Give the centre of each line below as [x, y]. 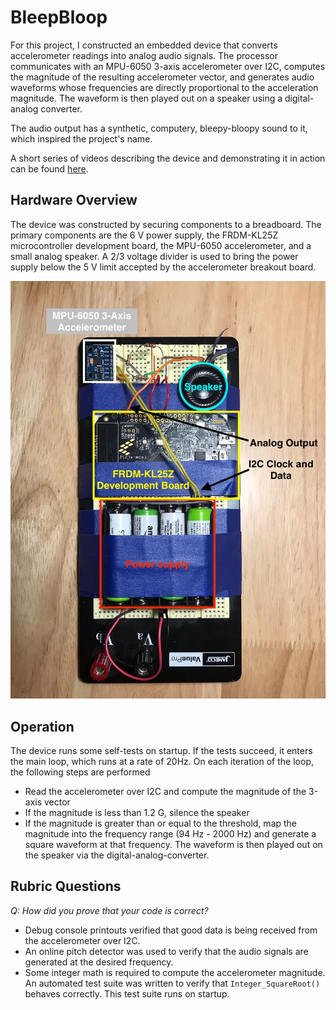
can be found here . [49, 168]
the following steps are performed [80, 772]
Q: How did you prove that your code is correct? [109, 910]
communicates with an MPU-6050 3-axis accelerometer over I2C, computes [168, 66]
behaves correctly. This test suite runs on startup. [127, 993]
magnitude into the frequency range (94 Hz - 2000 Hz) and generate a [170, 834]
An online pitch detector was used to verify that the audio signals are [166, 951]
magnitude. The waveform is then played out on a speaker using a [146, 98]
